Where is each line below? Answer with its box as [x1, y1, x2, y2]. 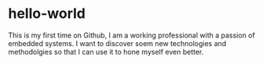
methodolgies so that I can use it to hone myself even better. [8, 47, 204, 56]
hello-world [8, 5, 86, 23]
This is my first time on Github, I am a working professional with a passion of [8, 30, 255, 40]
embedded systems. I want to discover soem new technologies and [8, 38, 227, 48]
